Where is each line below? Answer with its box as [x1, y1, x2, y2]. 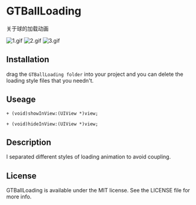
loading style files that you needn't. [6, 77, 94, 84]
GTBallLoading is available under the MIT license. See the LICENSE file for [6, 187, 191, 194]
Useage [6, 95, 36, 105]
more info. [6, 193, 32, 200]
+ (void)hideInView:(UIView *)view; [6, 121, 98, 127]
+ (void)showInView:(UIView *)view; [6, 110, 98, 116]
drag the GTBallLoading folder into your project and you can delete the [6, 71, 184, 78]
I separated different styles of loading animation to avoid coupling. [6, 153, 171, 160]
